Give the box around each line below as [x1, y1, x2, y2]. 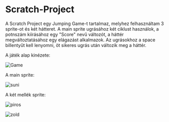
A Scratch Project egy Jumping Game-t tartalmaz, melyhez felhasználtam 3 [5, 20, 164, 27]
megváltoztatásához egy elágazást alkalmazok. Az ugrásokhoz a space [5, 37, 156, 43]
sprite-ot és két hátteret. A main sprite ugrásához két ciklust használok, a [5, 26, 159, 32]
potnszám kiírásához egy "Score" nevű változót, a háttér [5, 31, 124, 37]
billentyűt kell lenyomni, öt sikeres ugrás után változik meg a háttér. [5, 42, 147, 48]
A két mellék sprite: [5, 91, 46, 97]
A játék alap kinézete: [5, 52, 51, 58]
